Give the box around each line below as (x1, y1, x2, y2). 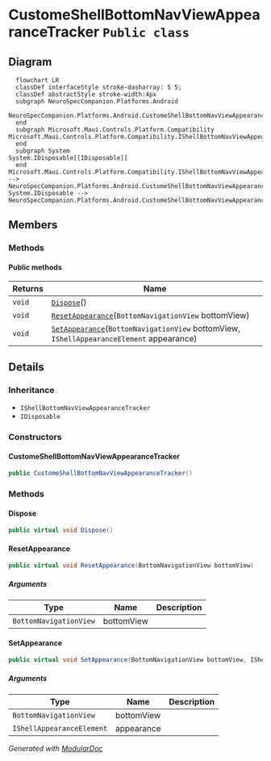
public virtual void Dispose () (8, 526, 114, 534)
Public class (102, 26, 190, 41)
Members (8, 218, 58, 232)
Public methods (8, 262, 62, 272)
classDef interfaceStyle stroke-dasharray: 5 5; (15, 83, 182, 91)
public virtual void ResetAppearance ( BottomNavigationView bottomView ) (8, 562, 254, 570)
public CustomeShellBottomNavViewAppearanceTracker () (8, 470, 194, 478)
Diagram (8, 55, 52, 69)
